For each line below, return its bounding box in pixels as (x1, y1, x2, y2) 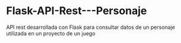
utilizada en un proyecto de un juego (6, 29, 96, 37)
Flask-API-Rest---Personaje (6, 4, 147, 18)
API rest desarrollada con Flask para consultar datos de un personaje (6, 24, 175, 31)
